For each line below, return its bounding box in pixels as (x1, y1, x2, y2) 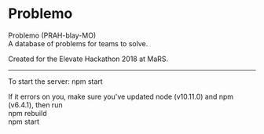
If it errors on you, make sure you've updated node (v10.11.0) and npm (8, 92, 234, 101)
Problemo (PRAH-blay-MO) (8, 31, 97, 40)
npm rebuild (8, 108, 47, 118)
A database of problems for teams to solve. (8, 38, 148, 48)
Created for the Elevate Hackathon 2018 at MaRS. (8, 54, 169, 63)
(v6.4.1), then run (8, 100, 63, 110)
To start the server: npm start (8, 76, 104, 86)
